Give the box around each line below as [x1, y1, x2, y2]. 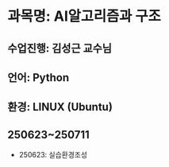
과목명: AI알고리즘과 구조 [7, 7, 161, 25]
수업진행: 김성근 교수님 [7, 41, 113, 55]
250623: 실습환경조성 [18, 150, 88, 160]
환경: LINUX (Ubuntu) [7, 100, 113, 114]
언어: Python [7, 71, 70, 84]
